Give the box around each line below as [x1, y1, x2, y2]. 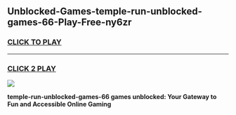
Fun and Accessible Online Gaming [7, 100, 112, 108]
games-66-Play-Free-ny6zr [7, 17, 132, 29]
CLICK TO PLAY [7, 38, 62, 47]
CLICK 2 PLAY [7, 63, 56, 73]
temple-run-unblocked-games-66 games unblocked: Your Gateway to [7, 92, 217, 100]
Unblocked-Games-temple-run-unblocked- [7, 6, 202, 17]
